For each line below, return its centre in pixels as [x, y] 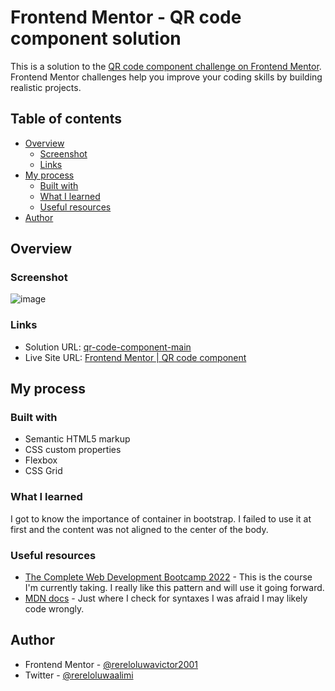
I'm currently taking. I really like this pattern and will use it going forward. [174, 588]
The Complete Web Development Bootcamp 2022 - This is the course [168, 577]
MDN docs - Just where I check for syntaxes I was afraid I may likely [166, 598]
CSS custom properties [73, 450]
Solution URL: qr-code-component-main [108, 347]
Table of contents [66, 119]
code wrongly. [54, 609]
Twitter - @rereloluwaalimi [79, 675]
